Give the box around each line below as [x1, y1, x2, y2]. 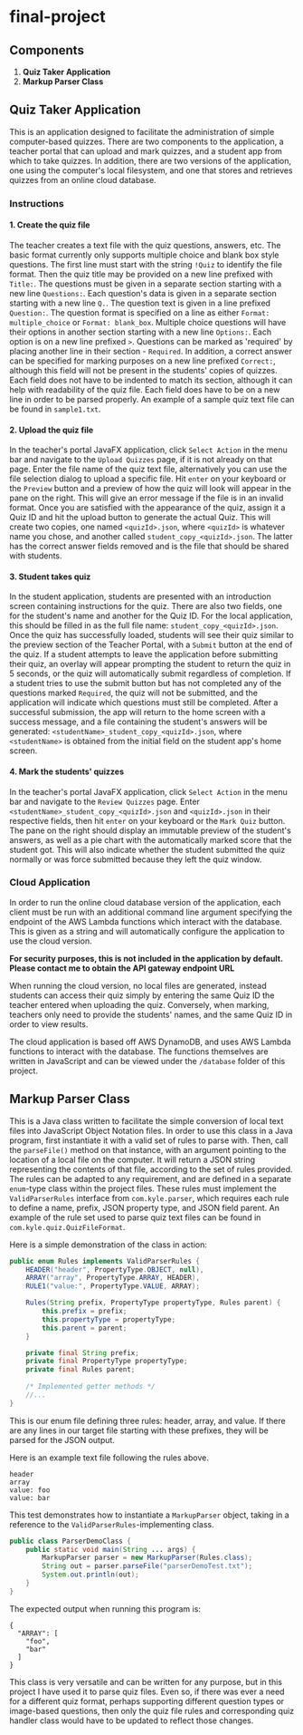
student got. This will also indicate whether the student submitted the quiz [9, 844, 286, 855]
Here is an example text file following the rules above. [9, 1452, 210, 1463]
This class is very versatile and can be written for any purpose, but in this [9, 1676, 283, 1687]
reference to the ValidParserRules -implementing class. [9, 1518, 214, 1529]
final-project [9, 6, 106, 27]
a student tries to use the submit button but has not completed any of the [9, 678, 282, 689]
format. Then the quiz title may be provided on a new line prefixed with [9, 268, 273, 279]
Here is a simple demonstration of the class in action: [9, 1239, 208, 1250]
